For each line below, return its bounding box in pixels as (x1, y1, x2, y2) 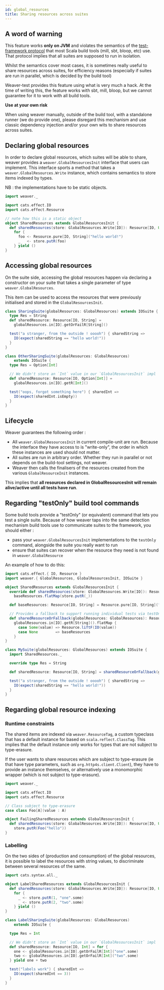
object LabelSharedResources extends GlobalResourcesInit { (5, 882, 130, 887)
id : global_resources (5, 7, 49, 12)
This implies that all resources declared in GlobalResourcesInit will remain (5, 479, 157, 486)
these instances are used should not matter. (12, 450, 101, 455)
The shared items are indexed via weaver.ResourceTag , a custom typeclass (5, 731, 154, 737)
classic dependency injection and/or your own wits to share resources (5, 122, 146, 128)
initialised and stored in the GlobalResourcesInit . (5, 299, 103, 305)
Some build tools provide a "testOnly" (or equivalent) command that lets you (5, 512, 159, 517)
